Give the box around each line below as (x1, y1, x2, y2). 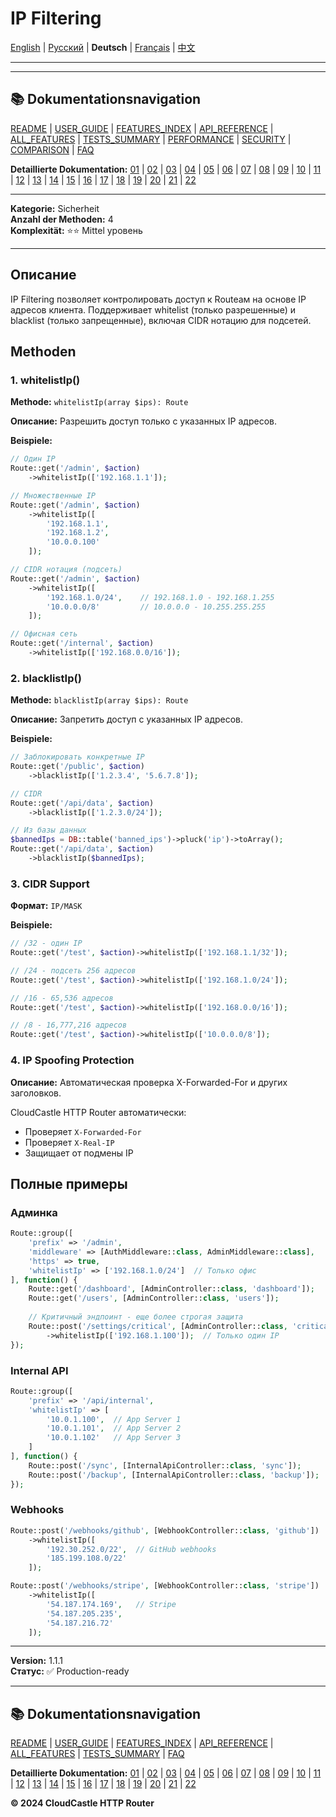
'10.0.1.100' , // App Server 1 (46, 1414, 182, 1424)
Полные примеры (10, 1175, 128, 1192)
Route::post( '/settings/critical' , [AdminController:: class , (28, 1321, 288, 1331)
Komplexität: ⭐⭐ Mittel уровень (10, 224, 143, 236)
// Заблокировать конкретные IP (10, 752, 145, 762)
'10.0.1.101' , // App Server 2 (46, 1423, 182, 1434)
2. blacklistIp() (10, 671, 82, 685)
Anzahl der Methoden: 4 (10, 213, 114, 225)
